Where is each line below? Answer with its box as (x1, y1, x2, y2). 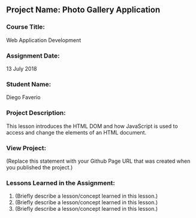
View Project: (6, 144, 47, 152)
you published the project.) (6, 163, 73, 171)
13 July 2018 (6, 65, 37, 72)
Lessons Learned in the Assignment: (6, 178, 116, 187)
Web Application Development (6, 36, 82, 44)
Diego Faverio (6, 94, 41, 101)
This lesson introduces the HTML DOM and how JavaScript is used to (6, 123, 178, 130)
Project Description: (6, 109, 66, 117)
